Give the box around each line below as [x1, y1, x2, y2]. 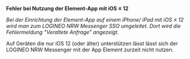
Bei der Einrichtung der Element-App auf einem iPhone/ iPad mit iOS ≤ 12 [6, 16, 184, 23]
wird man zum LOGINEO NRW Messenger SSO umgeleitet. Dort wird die [6, 23, 181, 29]
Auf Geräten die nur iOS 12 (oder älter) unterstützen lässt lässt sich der [6, 40, 178, 47]
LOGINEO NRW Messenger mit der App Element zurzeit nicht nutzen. [6, 46, 174, 53]
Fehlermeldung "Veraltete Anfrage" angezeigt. [6, 29, 119, 36]
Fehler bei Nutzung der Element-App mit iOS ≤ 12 [6, 5, 129, 12]
